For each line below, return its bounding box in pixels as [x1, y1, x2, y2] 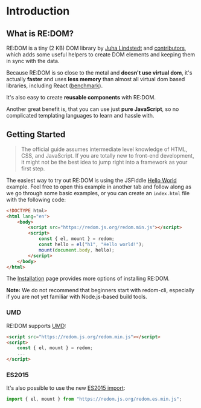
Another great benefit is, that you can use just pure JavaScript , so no [6, 105, 179, 113]
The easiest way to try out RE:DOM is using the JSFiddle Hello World [6, 176, 177, 184]
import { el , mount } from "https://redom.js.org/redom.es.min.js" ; [6, 396, 182, 403]
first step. [21, 165, 45, 172]
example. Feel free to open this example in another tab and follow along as [6, 183, 192, 190]
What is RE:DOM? [6, 28, 74, 39]
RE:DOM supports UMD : [6, 322, 66, 329]
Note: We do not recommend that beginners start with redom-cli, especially [6, 287, 195, 294]
